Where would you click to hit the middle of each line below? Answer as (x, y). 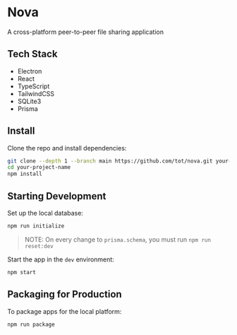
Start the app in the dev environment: (61, 259)
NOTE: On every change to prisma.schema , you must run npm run (118, 239)
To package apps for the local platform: (65, 311)
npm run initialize (36, 226)
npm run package (31, 324)
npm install (25, 174)
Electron (30, 71)
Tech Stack (32, 54)
